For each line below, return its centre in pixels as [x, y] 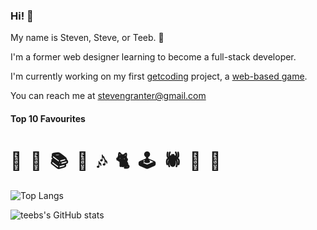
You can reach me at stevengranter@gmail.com [108, 96]
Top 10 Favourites [48, 118]
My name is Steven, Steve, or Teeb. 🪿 [87, 38]
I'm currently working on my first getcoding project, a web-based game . [159, 76]
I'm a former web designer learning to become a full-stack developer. [153, 57]
